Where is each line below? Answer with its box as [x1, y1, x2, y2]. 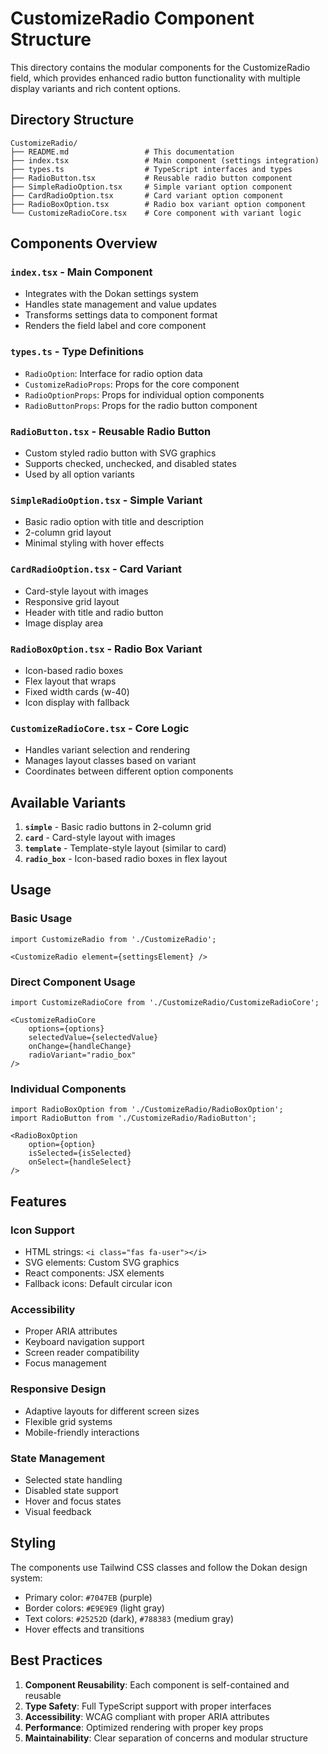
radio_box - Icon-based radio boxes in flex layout [24, 853, 228, 865]
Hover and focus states [24, 1495, 122, 1507]
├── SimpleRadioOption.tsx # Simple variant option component [10, 182, 293, 192]
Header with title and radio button [24, 606, 164, 618]
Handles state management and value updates [24, 298, 217, 311]
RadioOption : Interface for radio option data [24, 367, 203, 379]
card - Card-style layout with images [24, 832, 176, 844]
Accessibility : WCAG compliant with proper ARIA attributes [24, 1710, 270, 1722]
